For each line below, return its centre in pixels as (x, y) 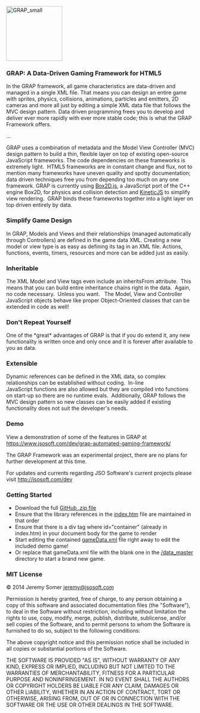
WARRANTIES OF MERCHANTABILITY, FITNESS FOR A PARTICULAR (90, 673)
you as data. (21, 348)
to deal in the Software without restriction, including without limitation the (96, 612)
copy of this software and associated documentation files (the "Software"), (99, 605)
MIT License (24, 574)
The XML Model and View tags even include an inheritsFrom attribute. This (99, 281)
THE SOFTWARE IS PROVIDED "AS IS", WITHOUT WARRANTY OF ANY (93, 660)
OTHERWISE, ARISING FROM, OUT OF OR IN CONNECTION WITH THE (93, 699)
